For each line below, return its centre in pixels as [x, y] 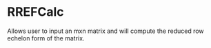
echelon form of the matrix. [46, 38]
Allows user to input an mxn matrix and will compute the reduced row [106, 31]
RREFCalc [36, 12]
